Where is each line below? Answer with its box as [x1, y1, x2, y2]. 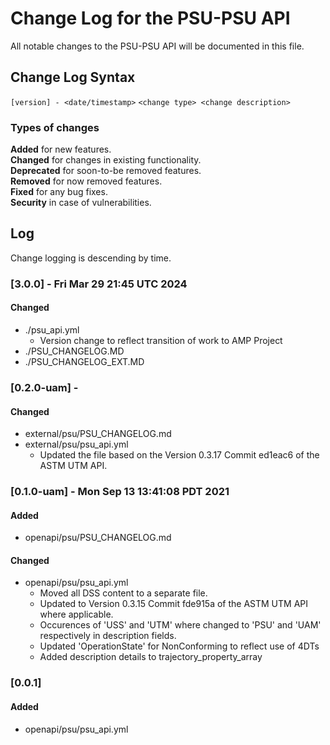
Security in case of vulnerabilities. [10, 197, 152, 209]
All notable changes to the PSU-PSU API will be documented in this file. [10, 40, 305, 52]
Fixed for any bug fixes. [10, 186, 108, 198]
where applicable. [39, 608, 114, 621]
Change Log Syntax [10, 69, 136, 86]
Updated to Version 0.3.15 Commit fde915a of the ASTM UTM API [39, 598, 309, 610]
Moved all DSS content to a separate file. [39, 587, 208, 599]
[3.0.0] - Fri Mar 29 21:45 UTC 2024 [10, 277, 188, 291]
